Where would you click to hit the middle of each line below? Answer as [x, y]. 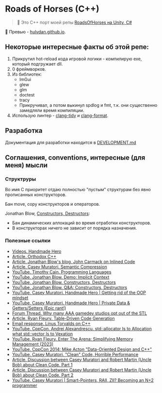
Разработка [24, 131]
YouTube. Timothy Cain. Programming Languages [62, 272]
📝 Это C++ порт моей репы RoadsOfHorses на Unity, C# [74, 22]
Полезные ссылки [28, 241]
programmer [24, 385]
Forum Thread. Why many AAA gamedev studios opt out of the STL [79, 313]
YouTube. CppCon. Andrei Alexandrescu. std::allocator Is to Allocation [82, 328]
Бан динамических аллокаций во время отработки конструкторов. [81, 223]
